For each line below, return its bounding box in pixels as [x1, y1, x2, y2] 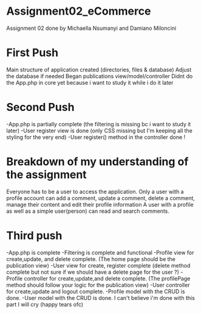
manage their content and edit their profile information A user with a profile [6, 201, 194, 208]
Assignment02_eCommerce [6, 4, 151, 18]
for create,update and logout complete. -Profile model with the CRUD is [6, 288, 185, 295]
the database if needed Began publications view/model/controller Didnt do [6, 72, 193, 80]
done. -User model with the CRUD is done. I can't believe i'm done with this [6, 294, 196, 301]
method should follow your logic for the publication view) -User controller [6, 281, 190, 288]
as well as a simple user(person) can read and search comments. [6, 207, 170, 215]
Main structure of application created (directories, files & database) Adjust [6, 66, 192, 73]
